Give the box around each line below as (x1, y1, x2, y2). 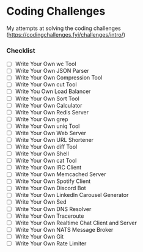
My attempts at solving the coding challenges (6, 24, 121, 32)
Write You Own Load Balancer (15, 87, 91, 95)
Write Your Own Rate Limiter (15, 240, 87, 247)
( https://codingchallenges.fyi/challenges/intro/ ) (6, 31, 126, 38)
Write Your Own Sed (15, 198, 67, 206)
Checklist (6, 46, 35, 54)
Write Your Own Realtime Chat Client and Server (15, 219, 137, 226)
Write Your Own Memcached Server (15, 171, 106, 178)
